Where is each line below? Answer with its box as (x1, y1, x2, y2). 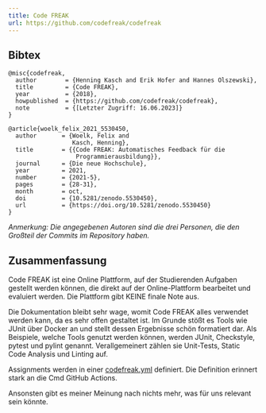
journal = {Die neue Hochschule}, (15, 160, 148, 168)
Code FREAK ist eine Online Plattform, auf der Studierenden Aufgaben (8, 275, 237, 284)
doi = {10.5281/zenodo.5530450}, (15, 195, 158, 203)
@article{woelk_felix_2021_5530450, (8, 125, 129, 133)
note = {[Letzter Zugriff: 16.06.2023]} (15, 104, 183, 112)
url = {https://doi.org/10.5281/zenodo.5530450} (15, 202, 212, 210)
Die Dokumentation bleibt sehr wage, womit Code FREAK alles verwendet (8, 307, 249, 317)
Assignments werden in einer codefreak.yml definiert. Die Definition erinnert (8, 365, 258, 374)
